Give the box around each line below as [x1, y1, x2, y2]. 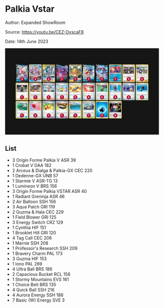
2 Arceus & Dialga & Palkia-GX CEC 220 [12, 167, 93, 174]
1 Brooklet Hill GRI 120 [12, 230, 56, 236]
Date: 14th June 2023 [5, 38, 49, 44]
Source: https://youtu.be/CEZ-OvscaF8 [5, 29, 84, 35]
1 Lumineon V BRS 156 [12, 183, 57, 189]
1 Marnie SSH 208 [12, 240, 49, 246]
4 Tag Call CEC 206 [12, 235, 52, 241]
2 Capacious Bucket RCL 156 [12, 271, 71, 277]
